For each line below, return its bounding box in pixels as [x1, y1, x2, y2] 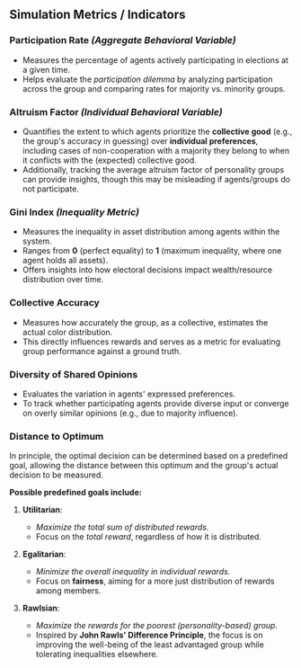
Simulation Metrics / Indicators [9, 7, 186, 22]
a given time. [22, 64, 70, 75]
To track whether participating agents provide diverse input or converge [22, 397, 289, 408]
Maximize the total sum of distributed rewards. [35, 521, 209, 533]
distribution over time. [22, 274, 104, 285]
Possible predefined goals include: [9, 487, 142, 498]
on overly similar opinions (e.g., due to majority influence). [22, 407, 238, 418]
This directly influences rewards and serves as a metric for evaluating [22, 336, 281, 347]
